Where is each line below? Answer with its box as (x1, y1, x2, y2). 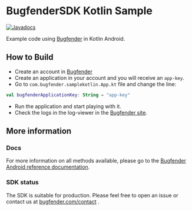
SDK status (6, 178, 39, 187)
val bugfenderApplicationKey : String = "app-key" (6, 92, 131, 98)
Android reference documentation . (6, 164, 90, 171)
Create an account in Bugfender (14, 68, 92, 75)
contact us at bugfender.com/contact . (6, 198, 100, 205)
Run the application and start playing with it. (14, 102, 122, 110)
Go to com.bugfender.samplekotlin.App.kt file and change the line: (14, 80, 177, 87)
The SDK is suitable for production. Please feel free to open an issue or (6, 191, 178, 199)
